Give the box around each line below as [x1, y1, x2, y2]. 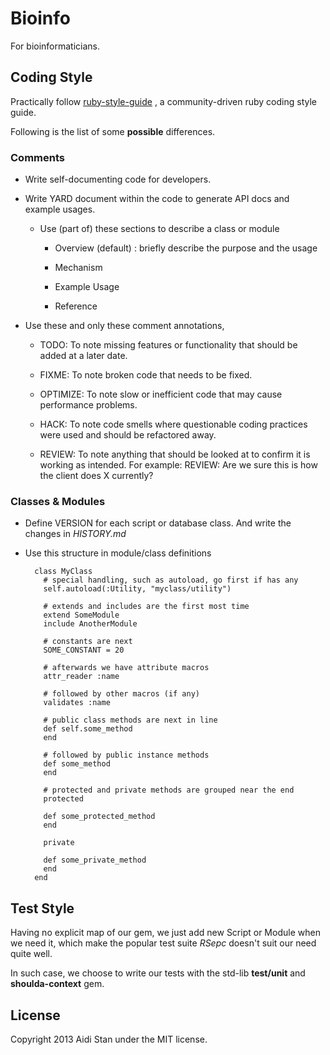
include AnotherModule [43, 619, 138, 629]
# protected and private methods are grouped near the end [43, 785, 295, 796]
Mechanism [54, 262, 103, 274]
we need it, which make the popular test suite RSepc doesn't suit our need [10, 937, 317, 949]
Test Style [10, 900, 75, 917]
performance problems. [39, 399, 138, 411]
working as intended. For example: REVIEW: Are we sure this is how [39, 459, 318, 471]
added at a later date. [39, 350, 128, 362]
